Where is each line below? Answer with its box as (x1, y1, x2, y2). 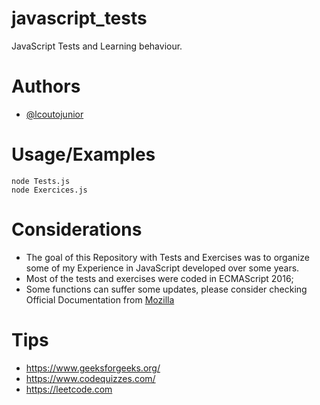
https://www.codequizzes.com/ (25, 372, 156, 384)
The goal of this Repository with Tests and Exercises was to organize (25, 251, 310, 263)
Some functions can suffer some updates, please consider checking (25, 283, 308, 295)
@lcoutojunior (25, 108, 84, 120)
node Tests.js (11, 176, 71, 186)
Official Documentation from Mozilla (25, 293, 175, 306)
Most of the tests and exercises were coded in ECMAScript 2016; (25, 272, 294, 284)
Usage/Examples (11, 143, 156, 166)
